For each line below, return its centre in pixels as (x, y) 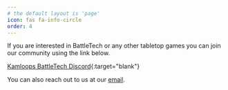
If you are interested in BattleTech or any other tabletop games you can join (114, 46)
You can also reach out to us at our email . (66, 80)
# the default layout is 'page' (54, 13)
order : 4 (20, 26)
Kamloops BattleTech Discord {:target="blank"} (74, 67)
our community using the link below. (59, 53)
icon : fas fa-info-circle (44, 20)
